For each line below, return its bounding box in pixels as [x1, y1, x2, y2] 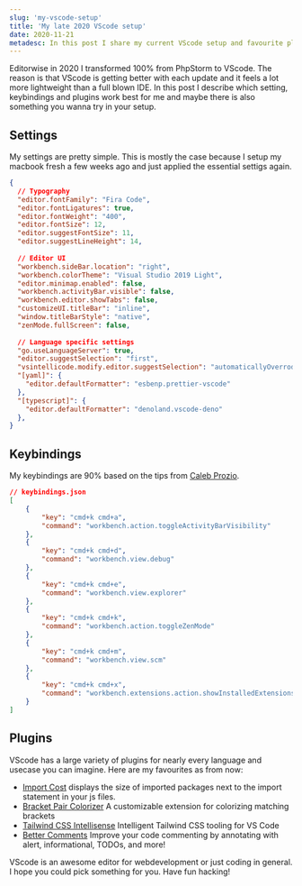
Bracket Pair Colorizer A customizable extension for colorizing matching [22, 800, 289, 811]
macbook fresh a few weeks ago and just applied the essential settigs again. [9, 161, 292, 172]
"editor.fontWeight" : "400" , [17, 212, 127, 221]
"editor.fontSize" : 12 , [17, 220, 106, 230]
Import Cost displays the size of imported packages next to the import [22, 781, 282, 792]
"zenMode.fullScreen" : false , [17, 321, 130, 330]
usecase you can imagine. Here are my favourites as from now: [9, 763, 244, 775]
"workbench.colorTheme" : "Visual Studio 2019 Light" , [17, 270, 223, 279]
